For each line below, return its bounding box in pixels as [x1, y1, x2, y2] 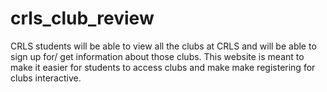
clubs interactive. [10, 72, 82, 84]
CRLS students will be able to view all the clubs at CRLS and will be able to [10, 40, 317, 52]
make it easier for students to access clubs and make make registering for [10, 61, 316, 73]
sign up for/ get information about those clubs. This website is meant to [10, 50, 305, 62]
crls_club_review [10, 7, 155, 30]
